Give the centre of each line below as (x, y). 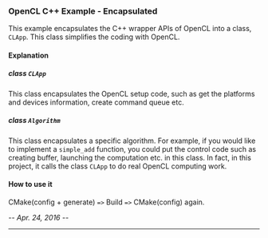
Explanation (29, 55)
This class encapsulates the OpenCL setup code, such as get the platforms (132, 93)
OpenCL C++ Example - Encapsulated (83, 11)
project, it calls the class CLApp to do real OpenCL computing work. (118, 166)
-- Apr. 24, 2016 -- (39, 218)
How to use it (31, 184)
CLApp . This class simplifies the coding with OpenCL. (94, 37)
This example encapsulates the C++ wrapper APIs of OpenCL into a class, (130, 29)
